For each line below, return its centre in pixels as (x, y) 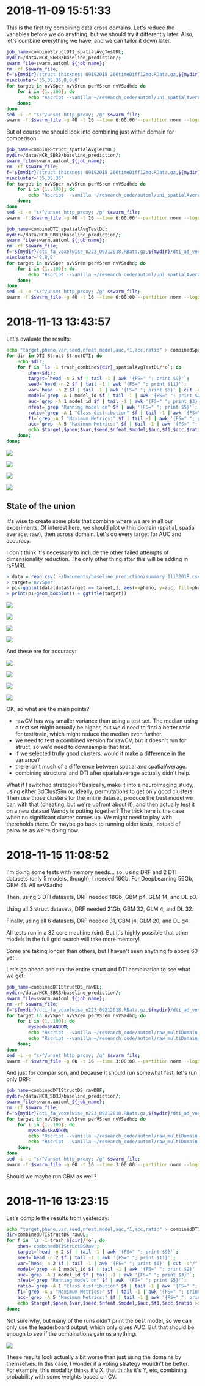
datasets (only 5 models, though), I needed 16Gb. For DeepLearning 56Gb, (100, 879)
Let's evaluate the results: (39, 339)
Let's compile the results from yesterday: (58, 1218)
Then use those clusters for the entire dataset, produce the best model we (100, 798)
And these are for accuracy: (41, 651)
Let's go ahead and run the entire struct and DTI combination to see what (98, 970)
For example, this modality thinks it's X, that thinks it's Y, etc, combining (97, 1370)
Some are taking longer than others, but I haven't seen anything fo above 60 (102, 951)
